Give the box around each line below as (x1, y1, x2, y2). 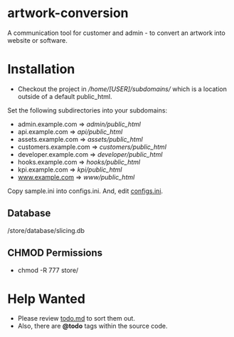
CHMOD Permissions (7, 247, 103, 259)
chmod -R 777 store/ (17, 266, 79, 274)
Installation (7, 61, 75, 78)
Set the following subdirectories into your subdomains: (7, 105, 168, 115)
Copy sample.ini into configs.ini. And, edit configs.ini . (7, 187, 164, 195)
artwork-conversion (7, 5, 129, 21)
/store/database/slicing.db (7, 226, 85, 234)
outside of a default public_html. (17, 92, 112, 100)
